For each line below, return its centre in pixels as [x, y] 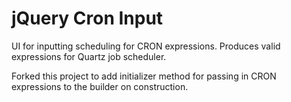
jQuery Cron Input [87, 18]
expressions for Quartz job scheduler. [89, 56]
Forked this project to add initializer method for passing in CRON [144, 76]
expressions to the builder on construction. [100, 86]
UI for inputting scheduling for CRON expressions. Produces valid [146, 46]
